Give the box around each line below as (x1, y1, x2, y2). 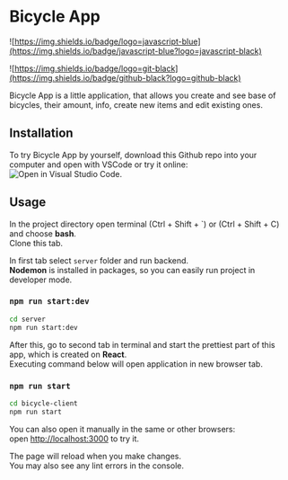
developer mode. (9, 274, 73, 285)
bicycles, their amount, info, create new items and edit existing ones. (9, 99, 263, 110)
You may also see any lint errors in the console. (9, 460, 184, 471)
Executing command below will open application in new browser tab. (9, 358, 263, 369)
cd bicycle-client (9, 398, 78, 408)
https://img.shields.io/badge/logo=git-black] (14, 63, 179, 74)
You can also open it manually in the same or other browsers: (9, 423, 236, 434)
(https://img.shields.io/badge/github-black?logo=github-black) (9, 72, 241, 83)
